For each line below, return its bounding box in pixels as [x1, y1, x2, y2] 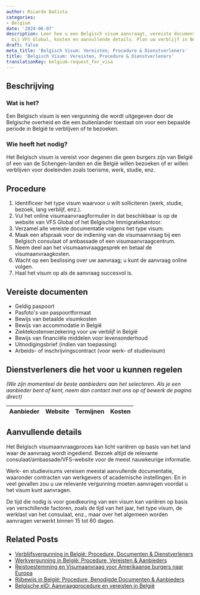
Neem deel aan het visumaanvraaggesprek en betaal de [14, 244, 152, 251]
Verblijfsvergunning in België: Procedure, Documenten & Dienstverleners [14, 550, 193, 557]
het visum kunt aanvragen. [6, 486, 71, 493]
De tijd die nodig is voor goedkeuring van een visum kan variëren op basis [6, 498, 188, 505]
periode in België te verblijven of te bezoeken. [6, 125, 119, 132]
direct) [6, 393, 23, 400]
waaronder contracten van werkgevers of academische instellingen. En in [6, 474, 186, 481]
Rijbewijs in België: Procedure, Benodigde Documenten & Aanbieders [14, 575, 185, 583]
